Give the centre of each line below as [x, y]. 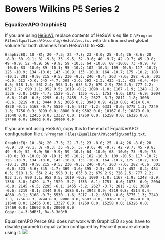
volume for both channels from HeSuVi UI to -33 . [55, 46]
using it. [13, 233]
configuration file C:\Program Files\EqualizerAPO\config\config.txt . [76, 134]
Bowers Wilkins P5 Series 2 [62, 9]
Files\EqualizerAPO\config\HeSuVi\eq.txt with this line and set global [77, 40]
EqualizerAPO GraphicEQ [36, 25]
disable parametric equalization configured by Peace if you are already [77, 227]
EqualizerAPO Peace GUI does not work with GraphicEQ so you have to [78, 221]
